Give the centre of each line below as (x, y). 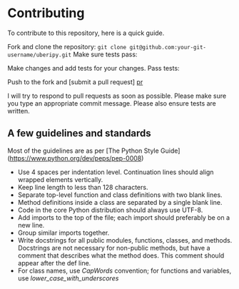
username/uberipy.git (40, 55)
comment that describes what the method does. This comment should (121, 255)
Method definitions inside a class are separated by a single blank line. (120, 202)
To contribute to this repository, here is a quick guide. (86, 33)
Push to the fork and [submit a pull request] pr (75, 82)
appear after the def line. (54, 263)
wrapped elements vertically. (60, 179)
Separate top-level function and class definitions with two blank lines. (120, 195)
